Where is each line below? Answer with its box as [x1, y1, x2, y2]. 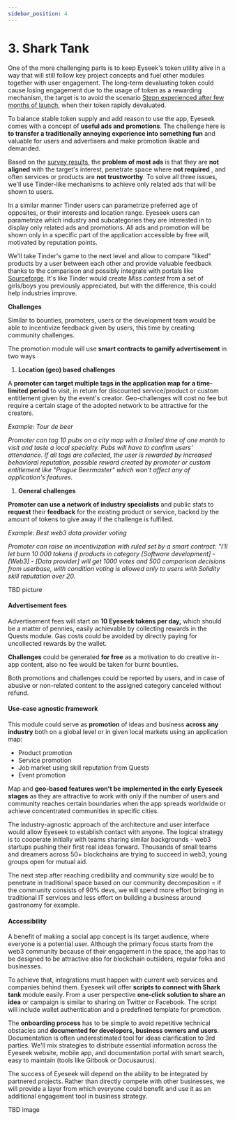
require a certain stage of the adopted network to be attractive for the [8, 401, 209, 409]
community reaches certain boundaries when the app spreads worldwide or [8, 799, 226, 808]
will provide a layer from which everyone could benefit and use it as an [8, 1085, 211, 1093]
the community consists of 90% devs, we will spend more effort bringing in [8, 886, 225, 894]
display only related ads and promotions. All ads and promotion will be [8, 223, 210, 232]
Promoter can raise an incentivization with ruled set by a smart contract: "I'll [8, 542, 228, 550]
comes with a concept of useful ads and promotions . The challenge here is [8, 122, 226, 130]
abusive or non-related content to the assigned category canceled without [8, 681, 222, 689]
